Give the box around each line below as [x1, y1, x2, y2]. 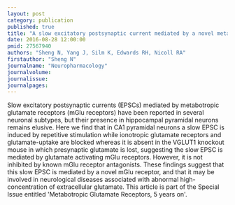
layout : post [7, 10, 45, 17]
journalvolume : [7, 69, 52, 76]
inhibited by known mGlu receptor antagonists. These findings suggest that [7, 160, 225, 169]
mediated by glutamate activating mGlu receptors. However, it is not [7, 153, 203, 162]
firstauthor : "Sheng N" [7, 56, 77, 63]
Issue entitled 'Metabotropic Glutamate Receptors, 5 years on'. [7, 190, 187, 199]
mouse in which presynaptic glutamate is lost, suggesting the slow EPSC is [7, 146, 223, 154]
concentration [7, 183, 48, 191]
